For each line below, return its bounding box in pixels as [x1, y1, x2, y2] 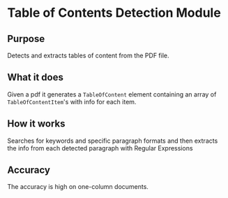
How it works [7, 118, 66, 130]
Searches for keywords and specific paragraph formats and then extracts [7, 136, 218, 145]
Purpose [7, 33, 45, 45]
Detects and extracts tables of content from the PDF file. [7, 51, 169, 59]
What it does [7, 71, 64, 83]
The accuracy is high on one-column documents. [7, 183, 149, 191]
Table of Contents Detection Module [7, 5, 221, 21]
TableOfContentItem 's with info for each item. [7, 97, 137, 106]
